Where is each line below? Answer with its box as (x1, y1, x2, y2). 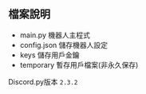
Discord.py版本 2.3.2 (8, 76, 78, 86)
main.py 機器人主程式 (19, 30, 90, 40)
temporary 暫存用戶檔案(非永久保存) (19, 60, 139, 69)
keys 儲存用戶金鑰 (19, 50, 80, 60)
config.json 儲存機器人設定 (19, 40, 109, 49)
